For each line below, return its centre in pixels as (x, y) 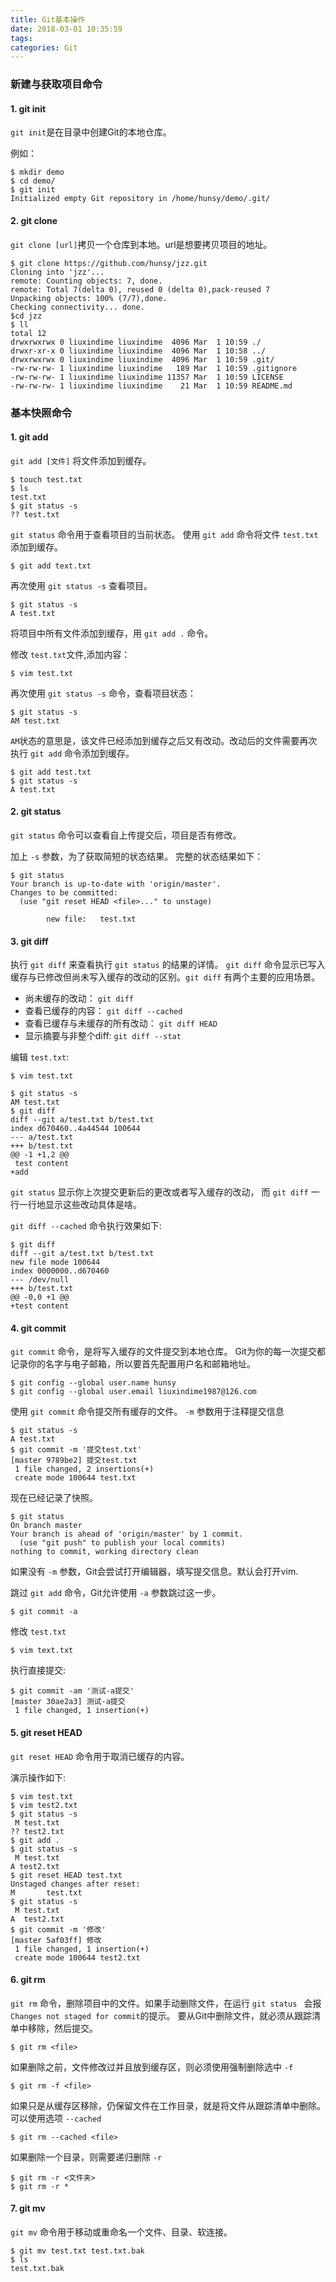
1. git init (28, 108)
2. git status (36, 812)
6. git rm (28, 1980)
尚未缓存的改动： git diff (79, 998)
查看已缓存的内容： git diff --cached (103, 1011)
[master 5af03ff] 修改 (56, 1940)
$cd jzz (26, 316)
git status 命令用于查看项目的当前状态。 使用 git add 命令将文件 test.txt (164, 534)
